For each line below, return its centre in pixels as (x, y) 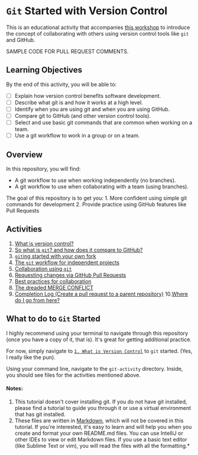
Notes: (15, 389)
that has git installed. (40, 414)
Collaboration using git (43, 268)
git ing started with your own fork (55, 256)
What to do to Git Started (53, 319)
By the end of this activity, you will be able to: (61, 84)
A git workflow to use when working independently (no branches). (95, 180)
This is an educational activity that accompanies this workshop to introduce (98, 27)
